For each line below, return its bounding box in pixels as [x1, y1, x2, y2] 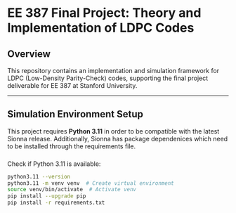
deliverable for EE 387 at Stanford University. [7, 82, 138, 89]
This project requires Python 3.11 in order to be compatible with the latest [7, 127, 220, 135]
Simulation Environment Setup [7, 108, 144, 120]
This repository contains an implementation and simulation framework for [7, 67, 220, 75]
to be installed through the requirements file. [7, 142, 136, 150]
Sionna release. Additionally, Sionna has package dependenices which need [7, 134, 228, 143]
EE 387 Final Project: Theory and [7, 5, 202, 21]
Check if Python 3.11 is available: [7, 160, 101, 168]
